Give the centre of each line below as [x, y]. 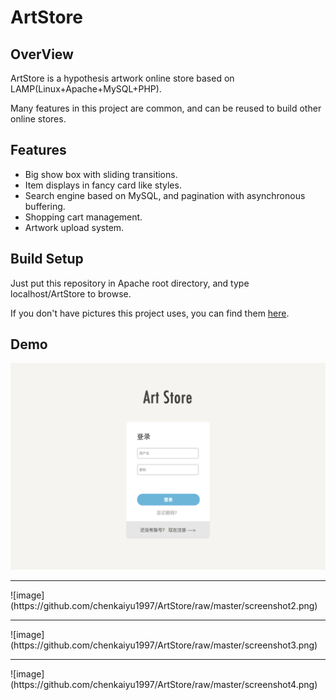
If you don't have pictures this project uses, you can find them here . [150, 313]
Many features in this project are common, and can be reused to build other [166, 108]
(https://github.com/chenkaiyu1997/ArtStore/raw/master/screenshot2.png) [164, 606]
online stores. [38, 119]
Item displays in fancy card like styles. [103, 185]
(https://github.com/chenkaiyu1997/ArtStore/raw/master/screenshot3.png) [164, 645]
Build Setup [47, 259]
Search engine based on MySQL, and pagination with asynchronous [165, 195]
